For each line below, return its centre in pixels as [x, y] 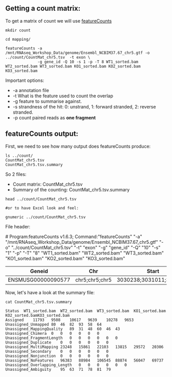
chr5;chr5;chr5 [93, 280]
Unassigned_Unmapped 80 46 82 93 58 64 [53, 324]
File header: [18, 226]
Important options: [25, 80]
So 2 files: [16, 174]
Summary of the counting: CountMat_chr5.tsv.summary [71, 189]
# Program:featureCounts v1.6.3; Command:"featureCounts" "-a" [74, 237]
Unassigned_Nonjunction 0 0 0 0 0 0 [57, 356]
